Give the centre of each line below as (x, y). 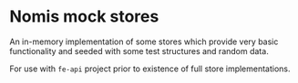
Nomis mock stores (84, 17)
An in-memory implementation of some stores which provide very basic (144, 41)
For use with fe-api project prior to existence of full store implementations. (150, 69)
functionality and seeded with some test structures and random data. (139, 51)
